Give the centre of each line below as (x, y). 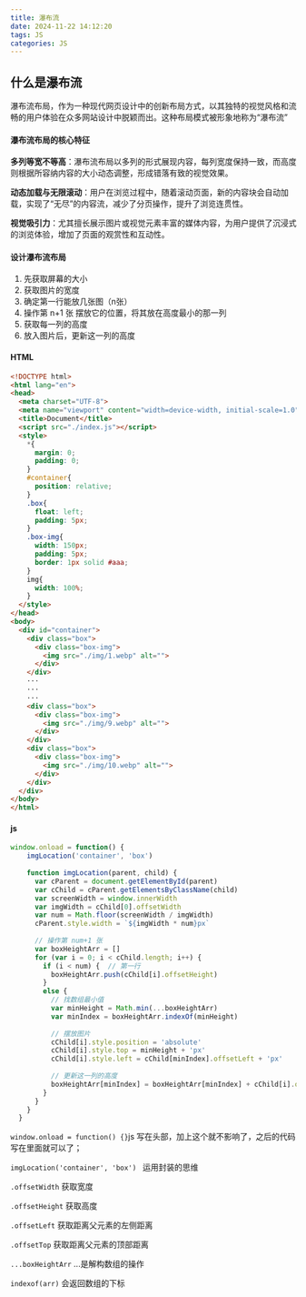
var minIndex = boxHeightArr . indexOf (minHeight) (144, 1016)
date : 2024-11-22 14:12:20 (61, 26)
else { (55, 991)
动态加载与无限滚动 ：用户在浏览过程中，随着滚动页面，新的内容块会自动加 (149, 193)
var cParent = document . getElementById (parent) (126, 881)
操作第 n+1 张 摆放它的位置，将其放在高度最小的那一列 (125, 313)
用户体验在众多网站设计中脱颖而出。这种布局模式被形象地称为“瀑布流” (157, 117)
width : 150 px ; (61, 546)
